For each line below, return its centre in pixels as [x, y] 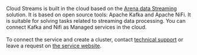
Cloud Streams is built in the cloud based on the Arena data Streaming [91, 8]
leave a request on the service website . [54, 46]
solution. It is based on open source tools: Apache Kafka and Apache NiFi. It [98, 15]
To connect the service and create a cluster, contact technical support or [95, 39]
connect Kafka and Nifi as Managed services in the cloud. [76, 27]
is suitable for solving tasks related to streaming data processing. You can [96, 21]
